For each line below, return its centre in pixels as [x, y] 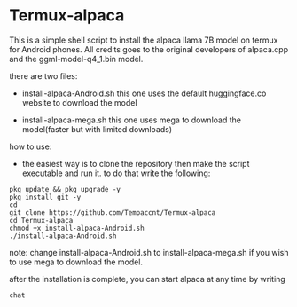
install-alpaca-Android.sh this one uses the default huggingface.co [144, 93]
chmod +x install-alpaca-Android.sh [77, 228]
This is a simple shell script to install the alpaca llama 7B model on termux [144, 40]
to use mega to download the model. [76, 262]
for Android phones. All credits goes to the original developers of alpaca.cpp [149, 49]
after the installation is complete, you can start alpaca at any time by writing [147, 279]
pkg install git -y [45, 197]
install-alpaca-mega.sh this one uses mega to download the [132, 120]
